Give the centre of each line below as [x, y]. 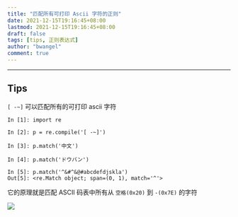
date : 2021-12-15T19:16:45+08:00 [57, 20]
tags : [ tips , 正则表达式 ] [43, 40]
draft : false [27, 34]
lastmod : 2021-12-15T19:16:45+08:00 [61, 27]
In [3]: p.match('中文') [43, 146]
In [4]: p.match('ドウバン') [49, 160]
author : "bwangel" [34, 47]
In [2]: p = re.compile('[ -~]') [57, 132]
